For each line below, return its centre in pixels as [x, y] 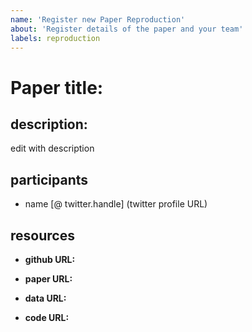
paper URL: [48, 279]
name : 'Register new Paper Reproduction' [98, 19]
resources [42, 235]
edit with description [52, 148]
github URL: [50, 259]
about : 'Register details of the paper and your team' [127, 29]
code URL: [47, 317]
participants [49, 179]
